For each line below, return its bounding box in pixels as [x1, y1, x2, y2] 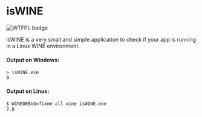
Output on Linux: [6, 87, 50, 95]
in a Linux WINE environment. [6, 42, 80, 49]
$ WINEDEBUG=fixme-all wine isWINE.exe [6, 101, 107, 107]
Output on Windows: [6, 56, 59, 63]
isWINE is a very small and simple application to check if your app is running [6, 36, 197, 43]
